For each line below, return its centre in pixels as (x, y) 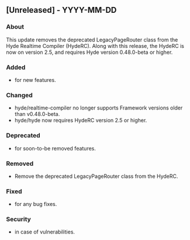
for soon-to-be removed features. (55, 148)
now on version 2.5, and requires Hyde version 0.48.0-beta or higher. (89, 52)
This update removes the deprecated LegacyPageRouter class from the (92, 40)
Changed (20, 95)
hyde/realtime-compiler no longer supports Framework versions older (99, 108)
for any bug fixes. (36, 204)
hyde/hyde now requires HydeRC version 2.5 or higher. (81, 121)
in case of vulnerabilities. (44, 232)
